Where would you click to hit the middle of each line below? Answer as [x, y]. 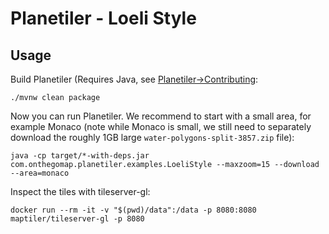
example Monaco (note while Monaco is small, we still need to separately [161, 126]
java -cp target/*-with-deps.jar [80, 156]
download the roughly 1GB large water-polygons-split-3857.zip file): [152, 137]
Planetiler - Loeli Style [103, 18]
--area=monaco [40, 173]
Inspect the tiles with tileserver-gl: [80, 191]
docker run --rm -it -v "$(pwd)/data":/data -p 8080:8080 [133, 210]
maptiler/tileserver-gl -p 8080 [77, 219]
